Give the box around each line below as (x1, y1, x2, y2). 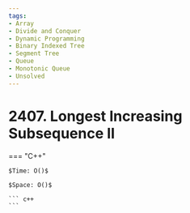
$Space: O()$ (8, 181, 53, 189)
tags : (8, 11, 27, 20)
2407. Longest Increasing (8, 107, 183, 126)
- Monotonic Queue (8, 65, 70, 73)
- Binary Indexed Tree (8, 42, 85, 50)
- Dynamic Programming (8, 34, 85, 43)
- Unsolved (8, 72, 45, 80)
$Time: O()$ (8, 167, 49, 175)
